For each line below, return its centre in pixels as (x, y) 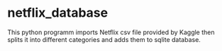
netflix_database (58, 13)
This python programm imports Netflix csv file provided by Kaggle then (111, 32)
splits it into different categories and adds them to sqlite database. (104, 39)
